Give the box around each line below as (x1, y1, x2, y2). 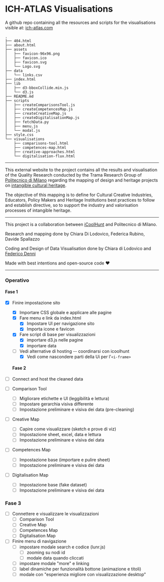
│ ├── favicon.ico (5, 55, 47, 60)
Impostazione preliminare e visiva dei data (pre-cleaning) (19, 406, 135, 413)
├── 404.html (5, 38, 32, 43)
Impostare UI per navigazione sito (26, 321, 95, 326)
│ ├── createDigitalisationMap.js (5, 115, 80, 120)
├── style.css (5, 132, 34, 137)
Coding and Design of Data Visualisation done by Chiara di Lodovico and (5, 245, 151, 251)
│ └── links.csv (5, 72, 42, 78)
